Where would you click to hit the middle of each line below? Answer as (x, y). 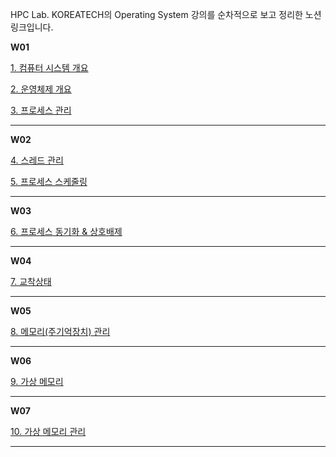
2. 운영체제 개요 (41, 89)
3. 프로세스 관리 (41, 110)
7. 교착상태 (31, 281)
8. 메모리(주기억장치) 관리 (60, 331)
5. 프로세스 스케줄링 (49, 181)
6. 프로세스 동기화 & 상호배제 (66, 231)
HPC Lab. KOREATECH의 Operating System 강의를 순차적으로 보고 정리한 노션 (166, 14)
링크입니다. (32, 27)
